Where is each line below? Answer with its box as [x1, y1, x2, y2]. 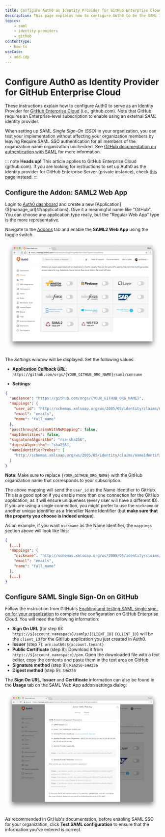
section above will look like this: [5, 528, 69, 534]
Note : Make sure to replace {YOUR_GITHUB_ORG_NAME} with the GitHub [5, 472, 142, 478]
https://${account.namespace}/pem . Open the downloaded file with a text [12, 652, 160, 658]
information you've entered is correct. [5, 827, 82, 833]
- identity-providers [14, 28, 58, 34]
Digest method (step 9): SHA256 [12, 668, 76, 674]
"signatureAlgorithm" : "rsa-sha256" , [9, 437, 87, 442]
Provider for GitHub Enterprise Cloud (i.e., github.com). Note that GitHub [5, 108, 152, 114]
